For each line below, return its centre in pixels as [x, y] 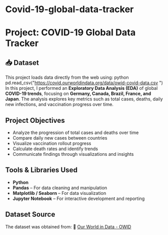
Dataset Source [30, 214]
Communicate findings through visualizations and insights [73, 154]
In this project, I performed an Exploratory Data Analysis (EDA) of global [82, 88]
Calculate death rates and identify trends [55, 149]
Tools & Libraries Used [41, 170]
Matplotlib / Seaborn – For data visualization [59, 193]
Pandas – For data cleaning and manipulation [60, 188]
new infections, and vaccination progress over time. [59, 105]
